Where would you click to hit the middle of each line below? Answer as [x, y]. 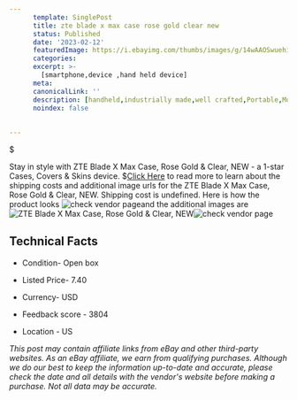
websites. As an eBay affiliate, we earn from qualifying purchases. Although [148, 358]
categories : [54, 58]
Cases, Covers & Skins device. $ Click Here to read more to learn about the [145, 176]
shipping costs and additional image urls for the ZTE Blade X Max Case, [140, 185]
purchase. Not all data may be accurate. [83, 386]
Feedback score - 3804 [65, 314]
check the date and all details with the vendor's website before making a [142, 376]
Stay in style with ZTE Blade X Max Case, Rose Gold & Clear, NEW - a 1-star [147, 166]
